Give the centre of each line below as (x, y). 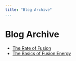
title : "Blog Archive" (29, 10)
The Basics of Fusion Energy (41, 53)
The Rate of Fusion (32, 48)
